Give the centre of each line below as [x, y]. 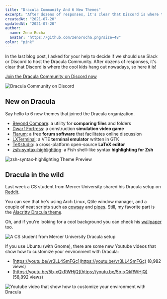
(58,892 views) [28, 277]
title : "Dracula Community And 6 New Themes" [53, 10]
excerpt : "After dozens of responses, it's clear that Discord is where [82, 14]
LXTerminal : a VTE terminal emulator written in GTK [66, 139]
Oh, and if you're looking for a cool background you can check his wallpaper [83, 222]
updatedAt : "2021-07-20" [31, 24]
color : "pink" [20, 42]
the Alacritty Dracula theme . [34, 212]
